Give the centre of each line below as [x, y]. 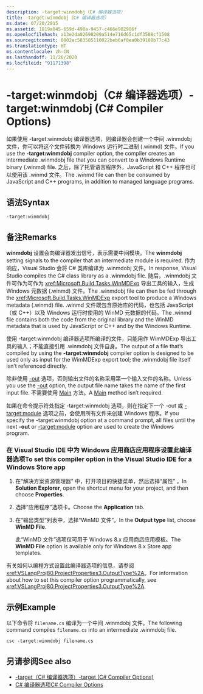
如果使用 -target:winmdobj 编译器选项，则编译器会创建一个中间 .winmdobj [99, 139]
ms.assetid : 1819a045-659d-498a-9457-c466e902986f [72, 29]
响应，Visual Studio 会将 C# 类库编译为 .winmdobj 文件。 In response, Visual [101, 268]
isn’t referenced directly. [37, 366]
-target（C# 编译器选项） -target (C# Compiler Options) [84, 677]
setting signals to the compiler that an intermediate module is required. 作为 [101, 260]
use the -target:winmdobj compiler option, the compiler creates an [91, 154]
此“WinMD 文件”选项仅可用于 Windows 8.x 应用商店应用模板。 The [98, 540]
